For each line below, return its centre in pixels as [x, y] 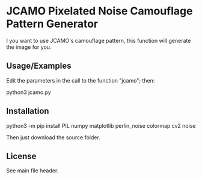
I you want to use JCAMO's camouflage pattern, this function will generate [99, 40]
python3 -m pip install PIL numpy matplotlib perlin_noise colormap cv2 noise [101, 125]
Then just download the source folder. [53, 137]
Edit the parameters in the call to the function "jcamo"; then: [81, 80]
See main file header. [32, 171]
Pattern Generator [52, 24]
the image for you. [29, 47]
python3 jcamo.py [29, 92]
